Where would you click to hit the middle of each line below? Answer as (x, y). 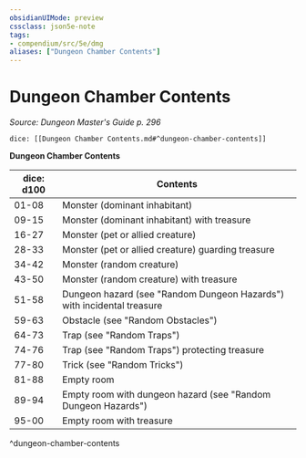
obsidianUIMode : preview (56, 18)
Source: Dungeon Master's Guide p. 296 (85, 122)
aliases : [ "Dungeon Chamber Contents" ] (85, 52)
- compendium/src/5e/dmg (56, 43)
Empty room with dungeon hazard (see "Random (167, 395)
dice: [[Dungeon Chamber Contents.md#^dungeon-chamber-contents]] (138, 139)
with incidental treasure (112, 306)
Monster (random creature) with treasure (150, 279)
